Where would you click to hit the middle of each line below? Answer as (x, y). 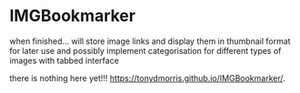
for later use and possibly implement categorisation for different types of (145, 50)
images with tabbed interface (65, 60)
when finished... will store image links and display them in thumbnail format (150, 41)
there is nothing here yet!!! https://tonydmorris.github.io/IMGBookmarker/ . (148, 77)
